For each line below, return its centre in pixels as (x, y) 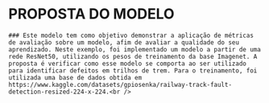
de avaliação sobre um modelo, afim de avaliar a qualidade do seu (124, 42)
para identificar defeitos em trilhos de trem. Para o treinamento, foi (133, 70)
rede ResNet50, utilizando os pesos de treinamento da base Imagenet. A (133, 56)
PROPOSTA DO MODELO (91, 14)
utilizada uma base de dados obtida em (75, 77)
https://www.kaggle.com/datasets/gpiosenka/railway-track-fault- (120, 84)
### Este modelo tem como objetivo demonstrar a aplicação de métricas (131, 35)
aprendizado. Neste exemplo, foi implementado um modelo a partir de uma (135, 49)
